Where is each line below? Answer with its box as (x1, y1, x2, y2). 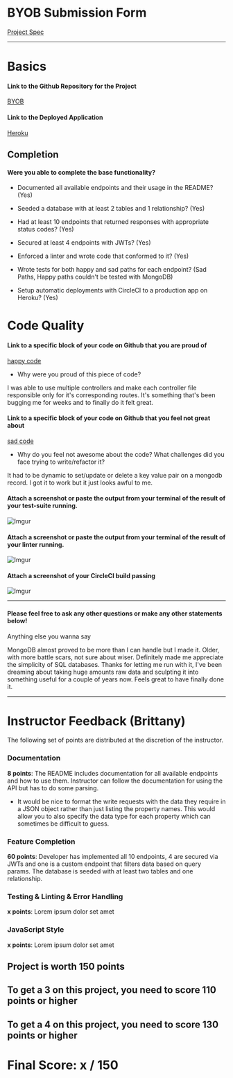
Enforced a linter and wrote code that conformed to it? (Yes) (17, 252, 189, 261)
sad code (7, 437, 34, 445)
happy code (7, 356, 42, 365)
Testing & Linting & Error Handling (7, 892, 123, 901)
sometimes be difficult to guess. (17, 819, 110, 828)
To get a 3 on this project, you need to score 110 (7, 984, 216, 996)
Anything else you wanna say (7, 632, 92, 641)
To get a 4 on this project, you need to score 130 (7, 1018, 219, 1030)
